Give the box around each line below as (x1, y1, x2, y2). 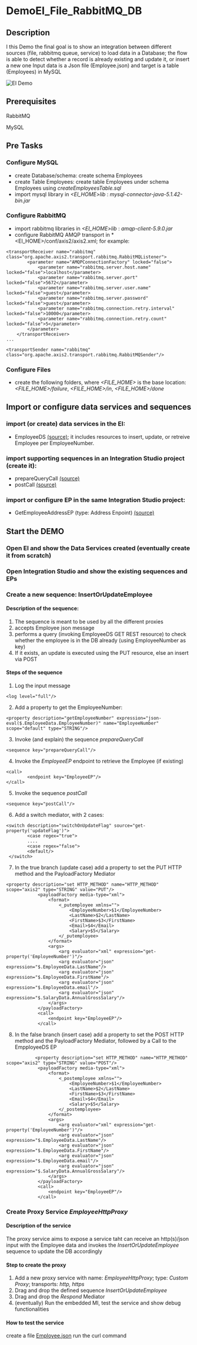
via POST (14, 655, 38, 662)
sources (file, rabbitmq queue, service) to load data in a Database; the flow (6, 49, 188, 57)
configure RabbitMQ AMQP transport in (14, 231, 111, 238)
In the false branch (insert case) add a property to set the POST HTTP (14, 1031, 184, 1038)
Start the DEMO (6, 526, 65, 536)
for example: (99, 237, 130, 244)
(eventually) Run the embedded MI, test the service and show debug (14, 1300, 181, 1307)
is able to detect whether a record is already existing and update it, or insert (6, 56, 190, 62)
